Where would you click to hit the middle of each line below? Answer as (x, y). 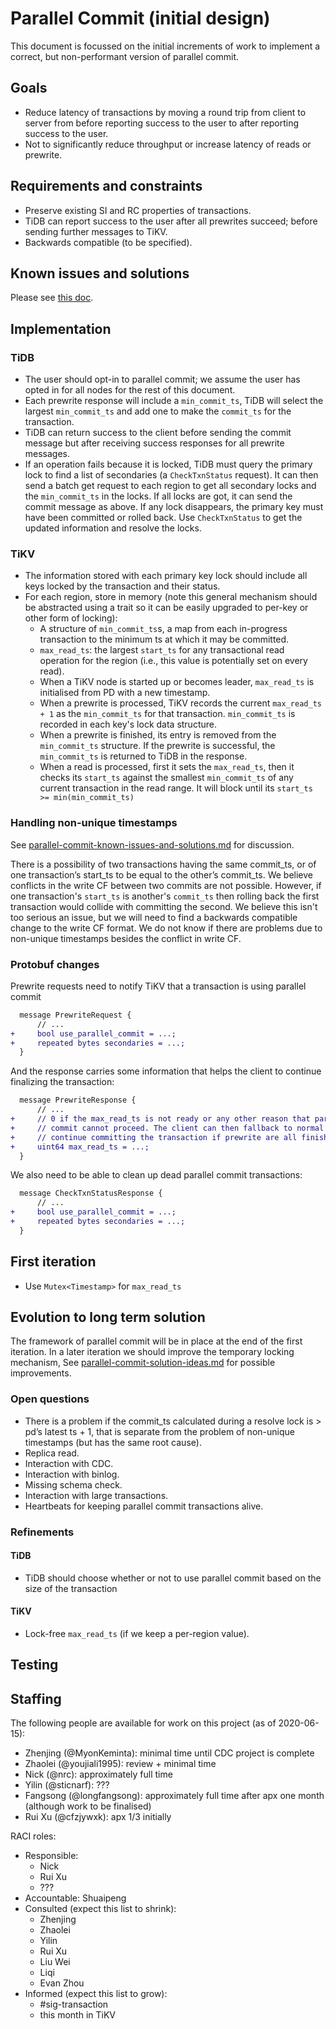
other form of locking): (71, 618)
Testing (34, 1665)
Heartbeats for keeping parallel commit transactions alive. (144, 1506)
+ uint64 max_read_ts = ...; (80, 1147)
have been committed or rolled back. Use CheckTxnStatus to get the (163, 518)
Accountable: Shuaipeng (75, 1898)
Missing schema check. (73, 1484)
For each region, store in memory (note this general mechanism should (171, 597)
